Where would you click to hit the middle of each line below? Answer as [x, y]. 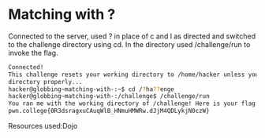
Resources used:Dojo [43, 126]
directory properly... [45, 82]
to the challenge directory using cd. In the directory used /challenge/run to [129, 44]
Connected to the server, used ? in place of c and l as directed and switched [132, 36]
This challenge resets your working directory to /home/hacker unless [127, 74]
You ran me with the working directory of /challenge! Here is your [123, 103]
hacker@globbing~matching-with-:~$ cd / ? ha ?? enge [91, 89]
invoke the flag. [33, 53]
